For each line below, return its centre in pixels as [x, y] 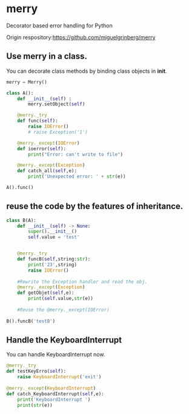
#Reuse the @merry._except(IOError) [64, 310]
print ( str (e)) [35, 405]
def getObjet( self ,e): [46, 293]
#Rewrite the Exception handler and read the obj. [82, 282]
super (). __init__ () [53, 232]
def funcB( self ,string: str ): [54, 259]
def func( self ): [38, 121]
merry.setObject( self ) [57, 104]
